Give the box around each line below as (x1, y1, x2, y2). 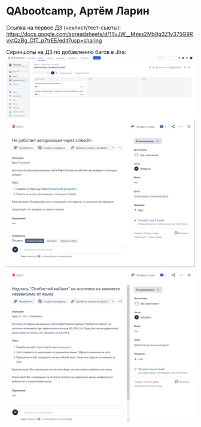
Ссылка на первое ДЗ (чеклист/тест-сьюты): (6, 24, 121, 31)
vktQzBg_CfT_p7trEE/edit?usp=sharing (6, 37, 102, 44)
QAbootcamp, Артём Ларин (6, 4, 150, 18)
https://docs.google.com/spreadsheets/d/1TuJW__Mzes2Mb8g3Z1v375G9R (6, 30, 193, 37)
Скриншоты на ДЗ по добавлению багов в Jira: (6, 48, 127, 55)
